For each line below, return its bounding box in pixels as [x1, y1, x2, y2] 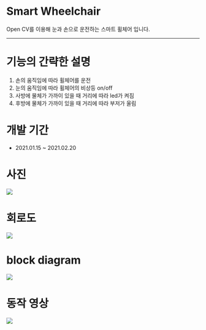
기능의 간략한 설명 [6, 55, 91, 69]
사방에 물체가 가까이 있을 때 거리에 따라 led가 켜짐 [15, 92, 135, 99]
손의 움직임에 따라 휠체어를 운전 [15, 76, 91, 84]
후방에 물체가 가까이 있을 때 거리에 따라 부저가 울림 [15, 100, 137, 107]
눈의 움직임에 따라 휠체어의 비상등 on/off [15, 84, 113, 92]
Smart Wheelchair [6, 4, 101, 18]
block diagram [6, 253, 81, 267]
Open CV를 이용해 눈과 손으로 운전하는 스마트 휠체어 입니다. [6, 25, 150, 33]
